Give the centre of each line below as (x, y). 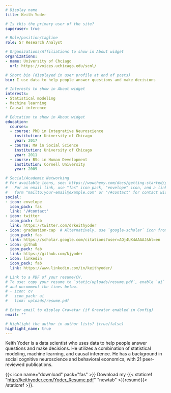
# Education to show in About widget (45, 117)
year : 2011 (26, 155)
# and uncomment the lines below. (42, 287)
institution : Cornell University (50, 164)
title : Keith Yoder (26, 15)
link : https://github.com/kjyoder (46, 254)
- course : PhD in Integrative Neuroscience (56, 131)
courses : (19, 127)
